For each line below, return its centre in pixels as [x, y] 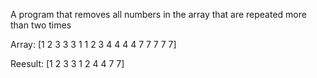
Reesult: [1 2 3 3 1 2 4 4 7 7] [67, 63]
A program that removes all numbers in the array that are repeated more [158, 14]
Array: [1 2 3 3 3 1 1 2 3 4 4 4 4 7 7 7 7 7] [93, 44]
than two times [41, 25]
